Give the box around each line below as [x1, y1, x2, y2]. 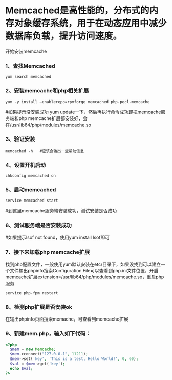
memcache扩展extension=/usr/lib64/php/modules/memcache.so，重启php [5, 274, 164, 280]
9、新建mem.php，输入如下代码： [5, 330, 91, 337]
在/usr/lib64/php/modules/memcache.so [5, 122, 91, 128]
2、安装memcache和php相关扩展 [5, 87, 89, 94]
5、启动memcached [5, 186, 56, 193]
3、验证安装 [5, 135, 35, 143]
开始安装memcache [5, 48, 47, 54]
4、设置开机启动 [5, 161, 46, 168]
